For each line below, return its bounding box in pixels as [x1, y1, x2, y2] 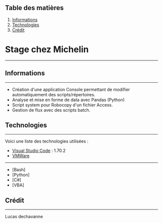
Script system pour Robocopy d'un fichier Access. [12, 102, 113, 108]
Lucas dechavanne [5, 214, 43, 220]
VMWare [12, 153, 30, 159]
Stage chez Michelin [5, 44, 89, 55]
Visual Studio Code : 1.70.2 [12, 148, 66, 154]
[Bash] [12, 167, 26, 173]
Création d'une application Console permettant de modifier [12, 87, 130, 92]
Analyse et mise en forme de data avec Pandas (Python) [12, 97, 125, 103]
